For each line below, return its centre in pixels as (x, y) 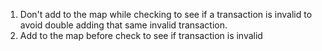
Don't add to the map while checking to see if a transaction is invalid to (166, 14)
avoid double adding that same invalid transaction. (123, 25)
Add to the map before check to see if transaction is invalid (141, 35)
